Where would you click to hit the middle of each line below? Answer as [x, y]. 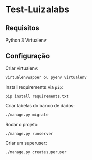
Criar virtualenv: [22, 68]
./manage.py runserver [29, 133]
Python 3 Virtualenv [26, 40]
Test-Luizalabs [37, 9]
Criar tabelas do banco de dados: [40, 105]
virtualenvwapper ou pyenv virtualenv [46, 77]
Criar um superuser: [26, 143]
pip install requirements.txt [37, 96]
